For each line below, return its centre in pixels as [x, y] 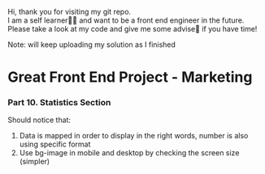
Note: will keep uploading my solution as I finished [92, 45]
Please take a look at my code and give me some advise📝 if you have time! [132, 29]
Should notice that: [39, 120]
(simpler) [35, 162]
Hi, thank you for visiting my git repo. [70, 12]
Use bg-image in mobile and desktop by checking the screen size [129, 153]
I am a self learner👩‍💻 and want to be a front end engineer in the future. [126, 20]
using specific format [55, 144]
